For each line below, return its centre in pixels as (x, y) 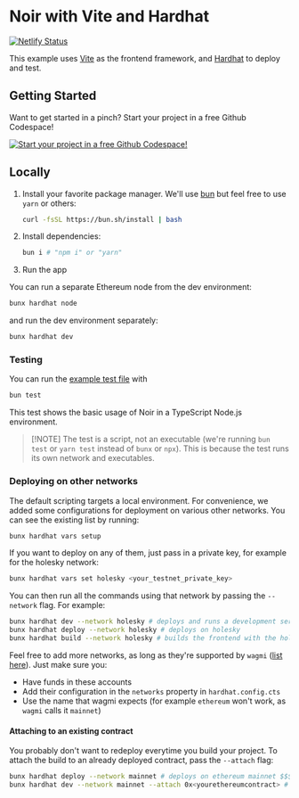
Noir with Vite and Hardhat (109, 16)
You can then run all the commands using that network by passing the (137, 596)
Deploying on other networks (73, 481)
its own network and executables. (93, 458)
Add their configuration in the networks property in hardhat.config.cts (151, 691)
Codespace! (32, 127)
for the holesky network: (54, 563)
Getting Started (53, 96)
